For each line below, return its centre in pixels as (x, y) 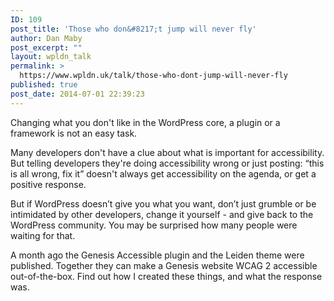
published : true (44, 85)
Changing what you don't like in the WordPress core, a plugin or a (145, 122)
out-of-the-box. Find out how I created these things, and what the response (166, 276)
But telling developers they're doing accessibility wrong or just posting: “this (167, 163)
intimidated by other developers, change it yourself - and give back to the (162, 214)
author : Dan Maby (46, 38)
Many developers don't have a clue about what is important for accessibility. (167, 152)
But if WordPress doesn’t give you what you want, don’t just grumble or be (163, 203)
